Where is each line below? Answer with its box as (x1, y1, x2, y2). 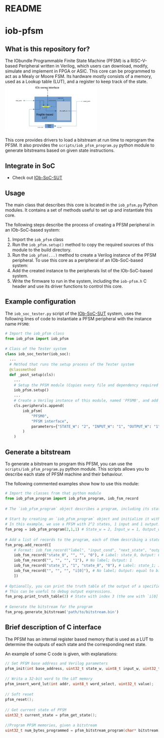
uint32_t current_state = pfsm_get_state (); (5, 713, 97, 717)
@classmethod (9, 367, 36, 372)
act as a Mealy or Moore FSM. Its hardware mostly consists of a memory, (5, 73, 152, 79)
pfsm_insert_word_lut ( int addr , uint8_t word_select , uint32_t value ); (5, 682, 154, 687)
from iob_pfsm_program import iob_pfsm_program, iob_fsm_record (5, 496, 139, 501)
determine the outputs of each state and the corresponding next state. (5, 641, 147, 647)
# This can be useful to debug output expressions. (5, 589, 112, 594)
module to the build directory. (12, 247, 72, 253)
